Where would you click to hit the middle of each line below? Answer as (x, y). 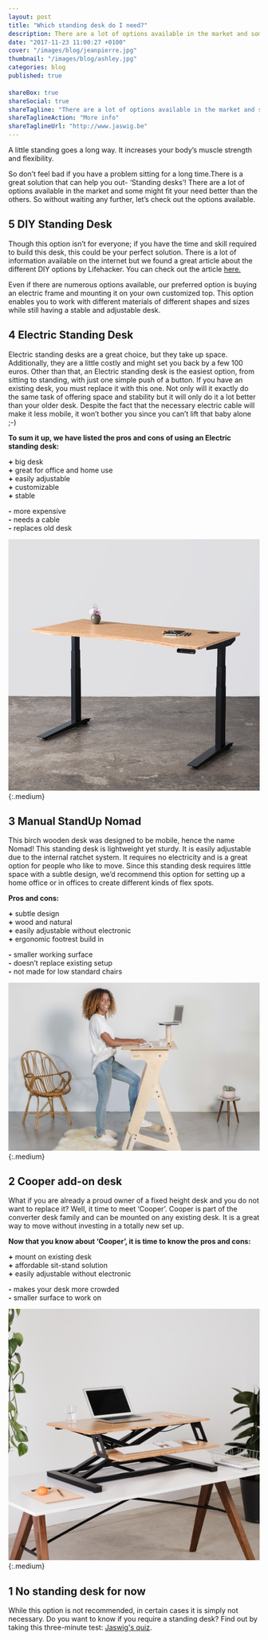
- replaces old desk (40, 528)
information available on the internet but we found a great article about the (130, 260)
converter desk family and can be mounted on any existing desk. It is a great (134, 1218)
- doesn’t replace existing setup (61, 963)
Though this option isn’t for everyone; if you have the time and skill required (132, 243)
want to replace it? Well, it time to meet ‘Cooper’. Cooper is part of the (123, 1209)
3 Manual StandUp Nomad (75, 822)
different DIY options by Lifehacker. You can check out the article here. (125, 269)
